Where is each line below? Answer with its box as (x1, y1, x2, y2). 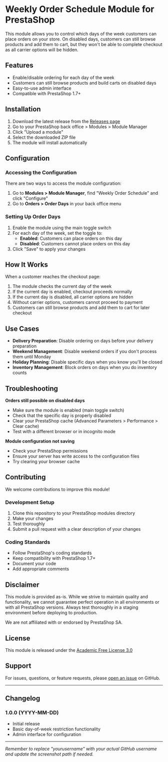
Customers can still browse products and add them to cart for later (12, 304, 150, 311)
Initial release (12, 720, 40, 726)
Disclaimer (5, 580, 39, 589)
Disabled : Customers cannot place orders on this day (19, 240, 130, 246)
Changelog (5, 694, 40, 703)
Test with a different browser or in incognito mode (12, 428, 116, 434)
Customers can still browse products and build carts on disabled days (12, 80, 156, 86)
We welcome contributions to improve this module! (5, 486, 110, 492)
